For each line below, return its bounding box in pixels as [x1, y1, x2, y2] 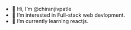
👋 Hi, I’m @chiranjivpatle [11, 6, 72, 12]
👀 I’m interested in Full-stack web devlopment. [11, 12, 126, 18]
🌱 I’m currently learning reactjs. [11, 18, 89, 24]
